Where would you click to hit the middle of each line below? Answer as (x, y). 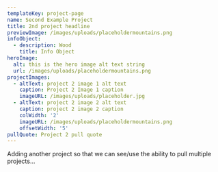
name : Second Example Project (50, 20)
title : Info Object (47, 52)
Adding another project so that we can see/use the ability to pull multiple (109, 154)
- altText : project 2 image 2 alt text (70, 103)
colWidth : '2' (39, 115)
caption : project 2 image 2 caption (72, 109)
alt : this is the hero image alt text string (79, 64)
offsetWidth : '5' (44, 128)
